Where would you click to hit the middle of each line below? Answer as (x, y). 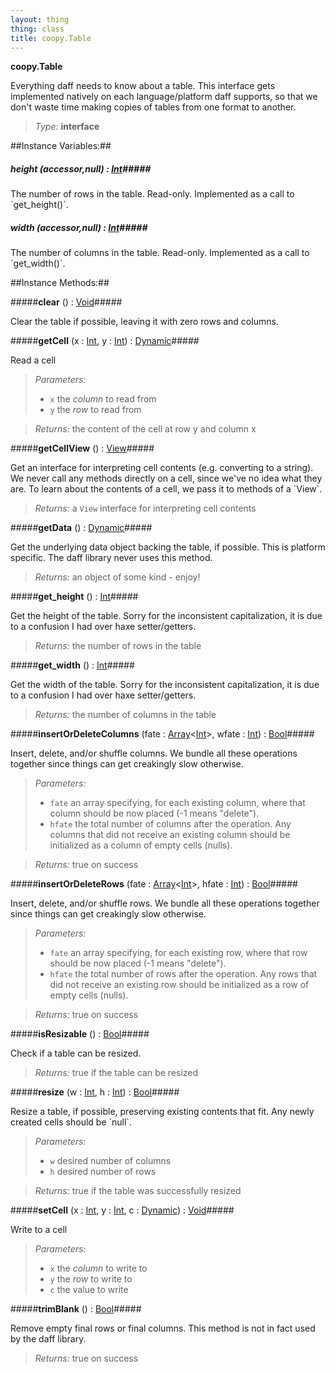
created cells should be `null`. (71, 1122)
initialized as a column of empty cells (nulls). (141, 845)
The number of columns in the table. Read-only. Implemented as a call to (160, 253)
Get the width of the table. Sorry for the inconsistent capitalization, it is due (165, 685)
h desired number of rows (103, 1172)
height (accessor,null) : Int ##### (81, 168)
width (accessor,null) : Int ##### (79, 227)
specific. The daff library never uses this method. (111, 558)
